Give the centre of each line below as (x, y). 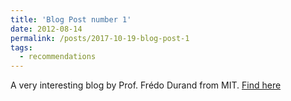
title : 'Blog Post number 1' (71, 19)
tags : (21, 47)
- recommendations (58, 57)
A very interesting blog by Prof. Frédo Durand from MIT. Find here (146, 85)
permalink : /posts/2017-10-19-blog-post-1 (100, 38)
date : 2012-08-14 (46, 29)
